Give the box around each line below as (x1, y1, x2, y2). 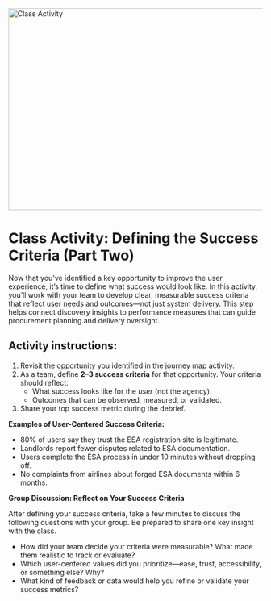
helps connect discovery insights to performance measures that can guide (8, 307, 256, 317)
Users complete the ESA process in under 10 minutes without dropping (19, 452, 256, 461)
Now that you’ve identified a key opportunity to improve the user (8, 273, 223, 282)
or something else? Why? (19, 567, 105, 577)
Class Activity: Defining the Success (8, 229, 259, 248)
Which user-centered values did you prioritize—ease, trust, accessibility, (19, 558, 262, 568)
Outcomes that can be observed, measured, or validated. (31, 394, 223, 404)
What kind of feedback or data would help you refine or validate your (19, 576, 249, 586)
